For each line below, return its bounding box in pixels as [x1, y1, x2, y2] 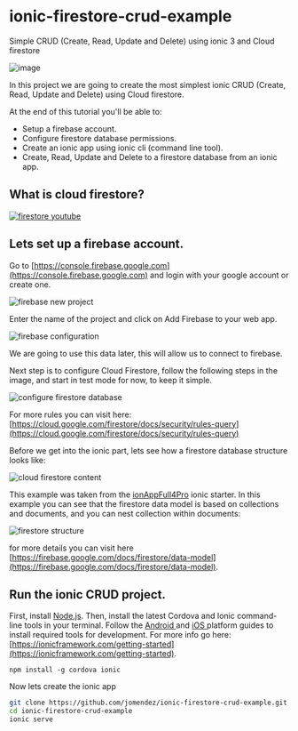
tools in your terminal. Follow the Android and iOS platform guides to [24, 620, 274, 631]
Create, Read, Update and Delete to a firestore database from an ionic [21, 151, 278, 162]
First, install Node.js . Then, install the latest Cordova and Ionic [9, 611, 235, 622]
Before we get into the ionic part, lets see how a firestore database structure [9, 445, 288, 455]
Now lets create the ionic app [9, 681, 117, 692]
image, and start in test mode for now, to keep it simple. [9, 374, 213, 385]
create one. [9, 278, 51, 290]
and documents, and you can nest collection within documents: [9, 508, 241, 518]
